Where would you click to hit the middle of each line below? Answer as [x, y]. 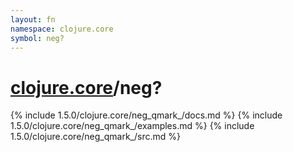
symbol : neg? [37, 38]
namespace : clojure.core [62, 29]
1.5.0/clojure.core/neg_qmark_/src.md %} [95, 137]
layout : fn [33, 19]
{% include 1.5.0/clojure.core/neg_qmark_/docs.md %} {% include [146, 115]
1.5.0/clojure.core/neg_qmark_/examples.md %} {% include [132, 126]
